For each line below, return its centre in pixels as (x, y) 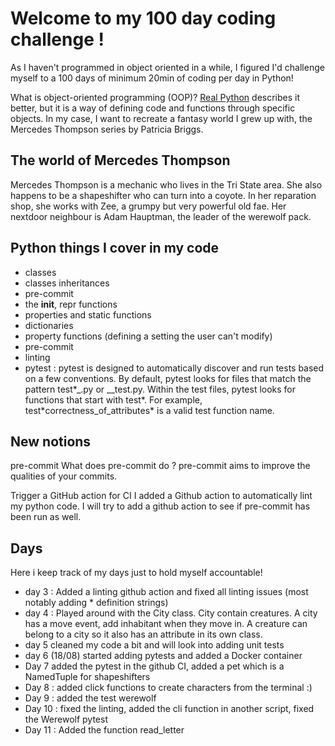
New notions (51, 441)
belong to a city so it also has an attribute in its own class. (143, 634)
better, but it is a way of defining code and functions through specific (153, 108)
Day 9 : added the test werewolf (90, 698)
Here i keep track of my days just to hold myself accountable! (136, 573)
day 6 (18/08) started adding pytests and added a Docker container (163, 656)
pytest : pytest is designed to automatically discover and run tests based (174, 368)
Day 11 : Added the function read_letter (104, 730)
